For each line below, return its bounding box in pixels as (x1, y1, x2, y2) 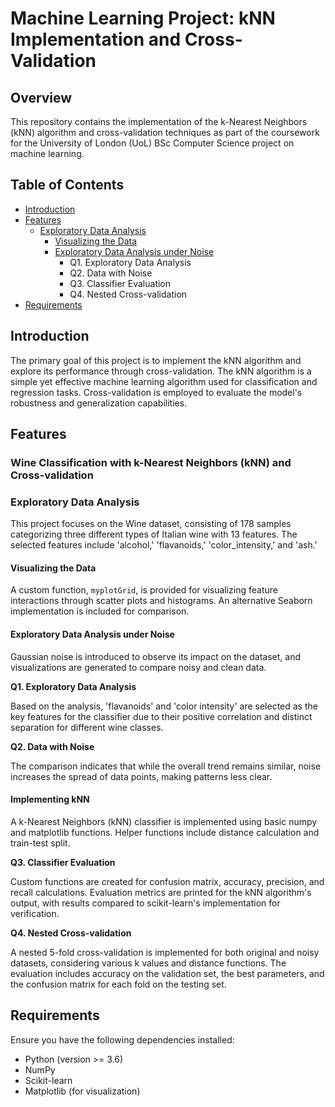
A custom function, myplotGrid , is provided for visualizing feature (10, 584, 279, 596)
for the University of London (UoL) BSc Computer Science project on (10, 137, 295, 149)
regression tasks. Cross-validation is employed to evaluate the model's (10, 386, 303, 398)
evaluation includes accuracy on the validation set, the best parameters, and (10, 967, 325, 979)
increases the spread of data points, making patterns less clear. (10, 770, 273, 782)
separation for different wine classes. (10, 721, 164, 733)
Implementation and (10, 28, 182, 51)
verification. (10, 907, 60, 919)
